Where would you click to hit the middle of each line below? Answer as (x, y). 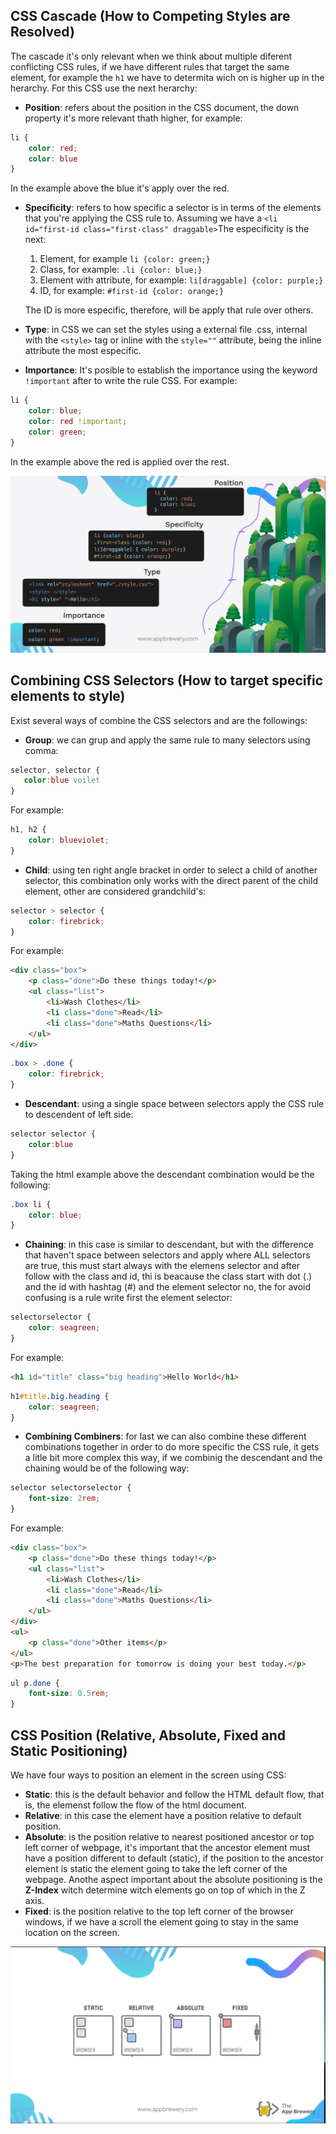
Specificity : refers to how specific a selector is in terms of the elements (173, 208)
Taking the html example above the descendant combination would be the (162, 1174)
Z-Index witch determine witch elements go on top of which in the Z (165, 1890)
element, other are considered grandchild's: (115, 891)
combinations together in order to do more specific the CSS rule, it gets (172, 1447)
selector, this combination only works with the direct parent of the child (171, 880)
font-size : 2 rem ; (64, 1499)
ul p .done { (35, 1683)
